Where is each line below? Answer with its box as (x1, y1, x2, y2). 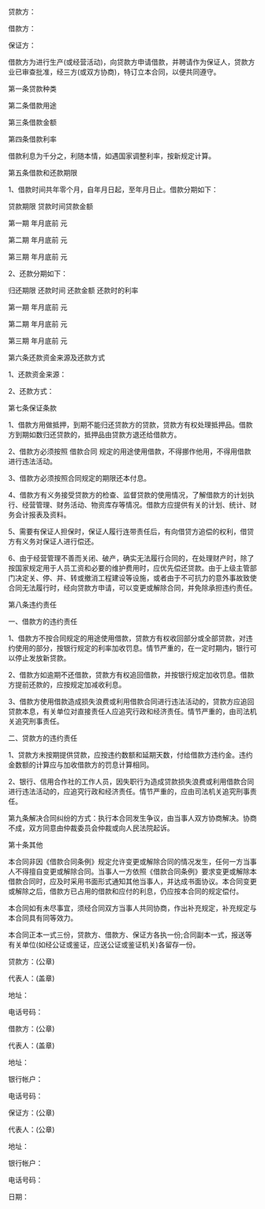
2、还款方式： (8, 387, 54, 395)
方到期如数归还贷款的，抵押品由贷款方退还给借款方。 (8, 430, 181, 439)
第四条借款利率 (8, 134, 57, 144)
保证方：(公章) (8, 1108, 55, 1117)
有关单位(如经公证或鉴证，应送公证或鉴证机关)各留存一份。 (8, 940, 200, 949)
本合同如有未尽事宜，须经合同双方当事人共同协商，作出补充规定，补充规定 (8, 904, 250, 912)
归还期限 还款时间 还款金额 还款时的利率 (8, 285, 139, 295)
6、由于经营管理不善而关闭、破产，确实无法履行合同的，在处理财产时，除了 (8, 553, 255, 563)
